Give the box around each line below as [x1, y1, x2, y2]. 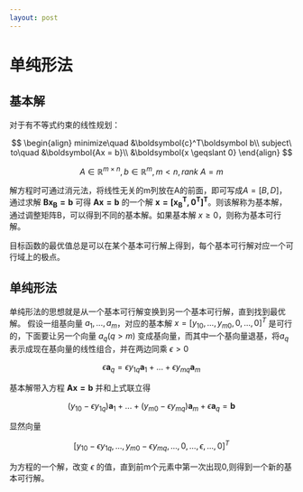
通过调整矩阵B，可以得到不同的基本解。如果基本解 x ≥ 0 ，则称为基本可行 [9, 209, 282, 220]
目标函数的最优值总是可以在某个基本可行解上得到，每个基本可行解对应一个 [9, 240, 286, 251]
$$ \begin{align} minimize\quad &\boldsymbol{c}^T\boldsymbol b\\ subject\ [11, 137, 292, 148]
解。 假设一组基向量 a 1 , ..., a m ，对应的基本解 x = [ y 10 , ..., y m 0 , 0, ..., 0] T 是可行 [9, 316, 293, 330]
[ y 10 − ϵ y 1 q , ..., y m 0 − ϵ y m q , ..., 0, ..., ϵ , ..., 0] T [73, 439, 230, 453]
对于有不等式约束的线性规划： [9, 119, 120, 130]
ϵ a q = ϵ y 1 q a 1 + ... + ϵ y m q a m [102, 361, 201, 375]
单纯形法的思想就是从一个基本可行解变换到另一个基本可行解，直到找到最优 [9, 306, 286, 317]
